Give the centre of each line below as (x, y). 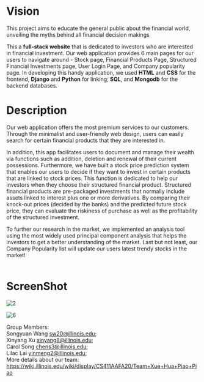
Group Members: (28, 327)
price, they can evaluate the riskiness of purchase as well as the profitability (102, 211)
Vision (23, 11)
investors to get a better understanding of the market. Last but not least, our (102, 242)
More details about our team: (43, 359)
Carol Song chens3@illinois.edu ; (47, 346)
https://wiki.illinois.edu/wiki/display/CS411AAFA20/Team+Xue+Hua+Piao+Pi (102, 366)
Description (37, 110)
